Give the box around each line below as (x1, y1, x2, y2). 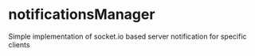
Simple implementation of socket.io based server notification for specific (8, 32, 247, 41)
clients (8, 39, 30, 49)
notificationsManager (8, 6, 155, 24)
